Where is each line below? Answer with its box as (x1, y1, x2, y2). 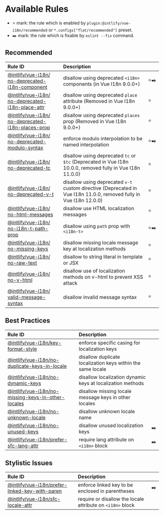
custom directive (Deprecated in (63, 185, 137, 192)
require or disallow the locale (78, 496, 144, 503)
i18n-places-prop (7, 124, 50, 131)
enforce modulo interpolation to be (63, 135, 143, 142)
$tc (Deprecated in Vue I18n (63, 158, 129, 165)
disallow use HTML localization (63, 205, 134, 212)
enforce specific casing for (79, 339, 141, 346)
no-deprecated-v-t (7, 191, 54, 197)
